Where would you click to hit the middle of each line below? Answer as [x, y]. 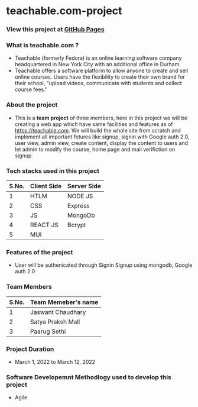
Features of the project [40, 252]
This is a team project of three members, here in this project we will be [101, 118]
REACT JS [45, 225]
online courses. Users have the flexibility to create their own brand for [100, 77]
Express [78, 206]
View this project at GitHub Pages [55, 30]
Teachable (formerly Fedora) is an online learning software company [98, 58]
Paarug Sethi [48, 331]
